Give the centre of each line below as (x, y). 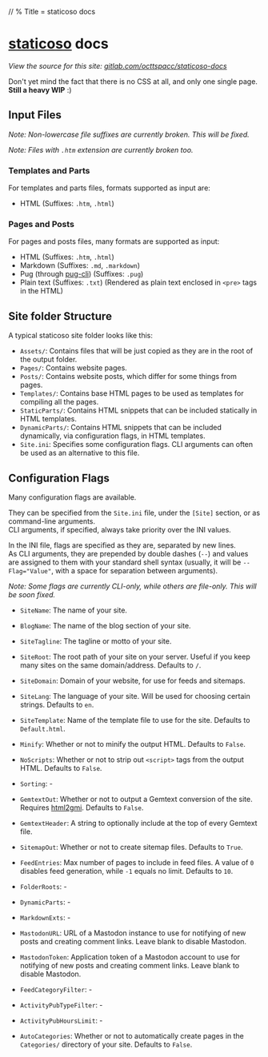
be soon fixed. (32, 594)
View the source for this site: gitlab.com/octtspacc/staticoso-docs (118, 66)
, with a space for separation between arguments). (134, 570)
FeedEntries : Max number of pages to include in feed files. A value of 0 (137, 862)
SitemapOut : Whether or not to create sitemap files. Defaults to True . (131, 847)
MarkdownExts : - (45, 917)
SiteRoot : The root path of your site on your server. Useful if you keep (135, 656)
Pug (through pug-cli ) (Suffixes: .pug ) (82, 274)
